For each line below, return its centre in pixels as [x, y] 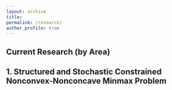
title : [14, 17]
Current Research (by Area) [58, 51]
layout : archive [26, 11]
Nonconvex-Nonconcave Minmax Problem [87, 81]
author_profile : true [33, 28]
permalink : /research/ [34, 22]
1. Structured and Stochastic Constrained [84, 72]
